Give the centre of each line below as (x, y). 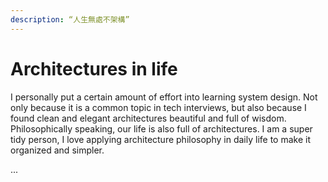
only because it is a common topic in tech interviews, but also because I (158, 107)
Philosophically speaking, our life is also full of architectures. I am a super (161, 128)
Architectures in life (94, 68)
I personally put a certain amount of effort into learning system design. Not (164, 97)
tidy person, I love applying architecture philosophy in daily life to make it (160, 139)
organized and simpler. (57, 150)
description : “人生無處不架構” (70, 19)
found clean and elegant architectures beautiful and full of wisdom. (148, 118)
